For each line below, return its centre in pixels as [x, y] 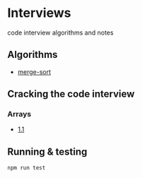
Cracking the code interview [71, 94]
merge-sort [34, 71]
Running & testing [47, 152]
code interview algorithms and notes [61, 32]
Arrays [19, 114]
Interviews [39, 13]
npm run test [26, 168]
